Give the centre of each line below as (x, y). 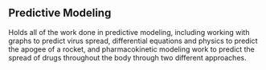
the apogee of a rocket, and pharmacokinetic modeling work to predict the (131, 49)
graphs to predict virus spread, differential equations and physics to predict (133, 41)
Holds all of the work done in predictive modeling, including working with (129, 32)
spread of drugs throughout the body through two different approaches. (127, 57)
